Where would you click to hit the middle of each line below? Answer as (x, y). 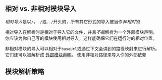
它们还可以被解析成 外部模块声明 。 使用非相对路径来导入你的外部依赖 (76, 54)
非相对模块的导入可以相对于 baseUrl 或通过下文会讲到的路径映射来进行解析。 (82, 49)
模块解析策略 (25, 72)
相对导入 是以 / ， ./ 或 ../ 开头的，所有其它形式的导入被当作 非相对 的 (73, 22)
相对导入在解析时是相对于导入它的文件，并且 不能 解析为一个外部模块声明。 (81, 32)
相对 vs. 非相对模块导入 (41, 9)
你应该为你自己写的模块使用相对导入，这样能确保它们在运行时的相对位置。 (81, 38)
